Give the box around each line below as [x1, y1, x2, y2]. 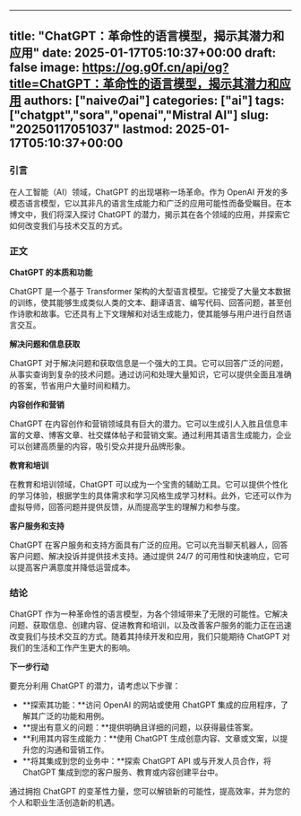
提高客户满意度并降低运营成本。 [16, 562, 135, 573]
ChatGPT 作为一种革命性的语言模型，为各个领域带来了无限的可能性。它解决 [9, 609, 288, 619]
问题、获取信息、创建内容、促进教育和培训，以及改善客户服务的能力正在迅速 [9, 620, 292, 631]
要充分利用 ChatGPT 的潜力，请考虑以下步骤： [9, 680, 181, 691]
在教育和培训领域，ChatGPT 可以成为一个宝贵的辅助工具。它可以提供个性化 [9, 478, 288, 489]
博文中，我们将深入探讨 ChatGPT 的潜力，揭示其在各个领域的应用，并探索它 [9, 208, 291, 220]
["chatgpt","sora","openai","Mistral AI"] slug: [9, 108, 270, 123]
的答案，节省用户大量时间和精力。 [9, 380, 135, 390]
